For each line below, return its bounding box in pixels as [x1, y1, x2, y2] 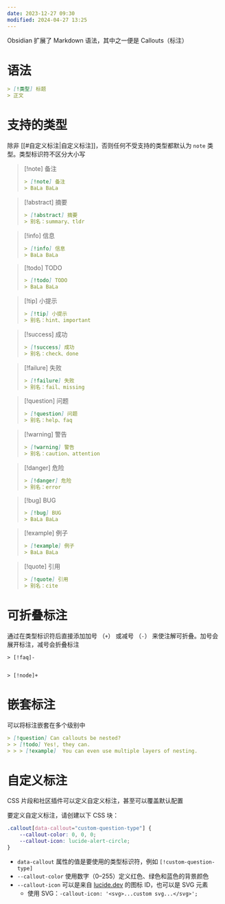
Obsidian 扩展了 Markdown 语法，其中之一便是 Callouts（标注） [7, 36, 189, 45]
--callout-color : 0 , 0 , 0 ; [19, 831, 97, 838]
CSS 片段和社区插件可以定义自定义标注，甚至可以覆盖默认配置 [7, 797, 184, 805]
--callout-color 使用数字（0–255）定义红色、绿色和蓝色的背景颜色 [16, 872, 209, 880]
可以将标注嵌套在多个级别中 [7, 721, 86, 729]
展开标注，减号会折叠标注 [7, 640, 80, 649]
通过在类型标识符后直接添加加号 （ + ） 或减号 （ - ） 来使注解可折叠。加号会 [7, 631, 219, 640]
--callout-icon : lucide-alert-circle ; [19, 838, 130, 845]
